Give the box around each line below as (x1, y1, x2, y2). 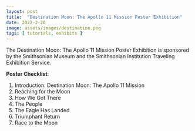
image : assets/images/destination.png (6, 25, 101, 31)
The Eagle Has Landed (14, 107, 70, 114)
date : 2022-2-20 (6, 19, 46, 25)
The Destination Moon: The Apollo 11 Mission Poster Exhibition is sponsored (6, 46, 190, 53)
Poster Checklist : (6, 70, 49, 78)
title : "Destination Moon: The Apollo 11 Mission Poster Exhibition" (6, 14, 183, 20)
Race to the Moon (14, 119, 58, 126)
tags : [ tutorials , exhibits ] (6, 31, 83, 36)
